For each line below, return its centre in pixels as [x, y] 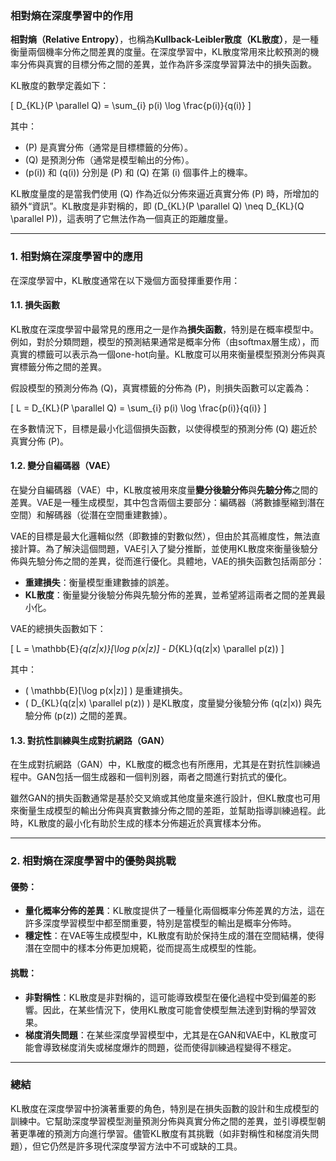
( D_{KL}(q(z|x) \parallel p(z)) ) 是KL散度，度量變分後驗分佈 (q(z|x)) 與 [168, 703]
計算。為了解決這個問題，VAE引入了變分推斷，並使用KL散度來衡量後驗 [164, 548]
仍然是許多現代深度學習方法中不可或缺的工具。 [146, 1146]
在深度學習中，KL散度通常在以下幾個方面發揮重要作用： [125, 280]
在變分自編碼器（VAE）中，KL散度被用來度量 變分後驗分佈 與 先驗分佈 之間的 [164, 490]
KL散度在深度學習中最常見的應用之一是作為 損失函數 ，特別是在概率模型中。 [165, 329]
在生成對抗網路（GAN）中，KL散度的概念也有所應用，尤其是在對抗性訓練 [161, 764]
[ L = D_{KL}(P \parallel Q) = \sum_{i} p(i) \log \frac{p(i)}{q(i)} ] [138, 408]
